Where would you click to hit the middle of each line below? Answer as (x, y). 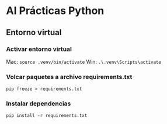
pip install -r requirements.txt (47, 116)
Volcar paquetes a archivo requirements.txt (69, 77)
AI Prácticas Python (55, 11)
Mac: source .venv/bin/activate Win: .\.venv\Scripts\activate (84, 61)
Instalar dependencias (39, 104)
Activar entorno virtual (39, 49)
